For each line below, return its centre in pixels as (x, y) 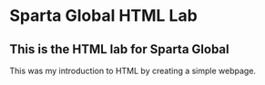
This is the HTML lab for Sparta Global (119, 49)
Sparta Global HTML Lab (103, 16)
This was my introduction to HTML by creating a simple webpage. (133, 71)
